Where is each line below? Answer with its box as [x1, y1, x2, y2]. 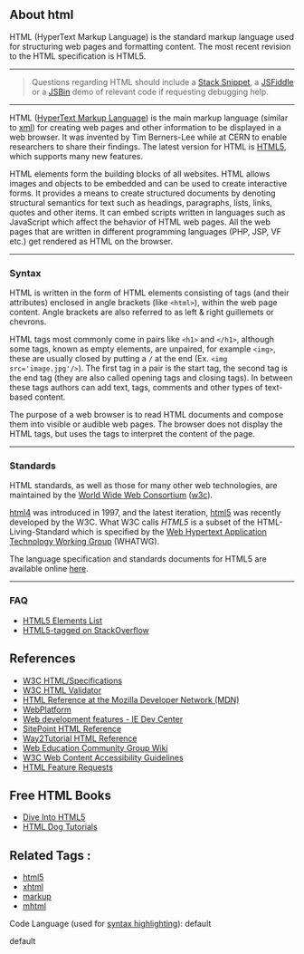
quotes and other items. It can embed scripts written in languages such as [9, 207, 286, 217]
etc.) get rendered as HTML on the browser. [9, 236, 174, 246]
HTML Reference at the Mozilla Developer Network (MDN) [22, 694, 240, 705]
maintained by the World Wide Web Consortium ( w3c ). [9, 489, 214, 501]
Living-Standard [9, 526, 70, 537]
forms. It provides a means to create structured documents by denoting [9, 188, 276, 198]
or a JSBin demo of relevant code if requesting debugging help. [31, 86, 270, 97]
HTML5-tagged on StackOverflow [22, 624, 149, 635]
